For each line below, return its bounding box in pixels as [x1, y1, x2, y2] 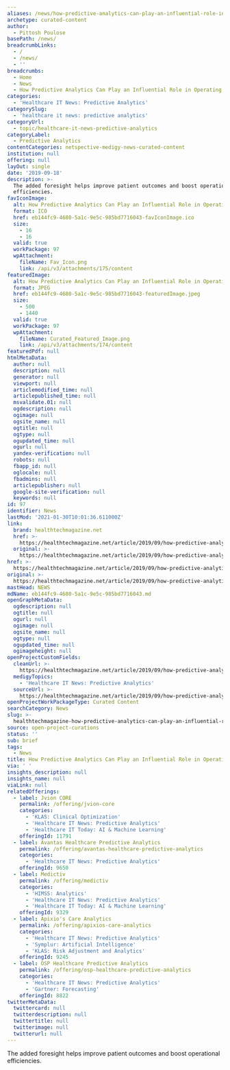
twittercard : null [13, 1005, 66, 1012]
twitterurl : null [13, 1030, 63, 1037]
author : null [13, 361, 51, 368]
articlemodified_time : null [13, 386, 94, 393]
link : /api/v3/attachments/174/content [19, 342, 133, 348]
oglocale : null [13, 469, 57, 476]
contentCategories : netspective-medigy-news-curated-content [7, 144, 186, 151]
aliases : [7, 10, 32, 17]
